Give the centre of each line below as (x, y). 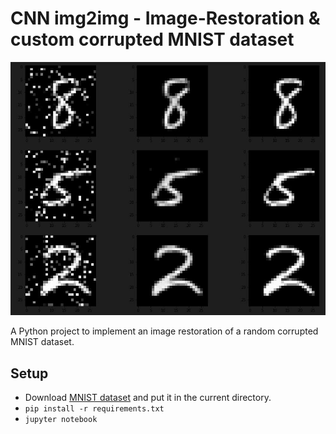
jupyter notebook (61, 420)
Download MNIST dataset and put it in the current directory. (148, 398)
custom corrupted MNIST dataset (152, 39)
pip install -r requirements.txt (94, 409)
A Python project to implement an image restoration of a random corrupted (164, 331)
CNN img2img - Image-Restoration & (165, 18)
